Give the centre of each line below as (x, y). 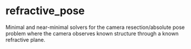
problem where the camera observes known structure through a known (92, 33)
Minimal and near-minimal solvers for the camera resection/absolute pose (95, 27)
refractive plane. (25, 40)
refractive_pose (45, 11)
